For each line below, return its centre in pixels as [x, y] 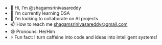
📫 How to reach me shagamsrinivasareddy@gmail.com [69, 24]
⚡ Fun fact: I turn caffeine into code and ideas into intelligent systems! [84, 37]
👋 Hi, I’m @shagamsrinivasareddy [45, 8]
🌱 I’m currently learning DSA [40, 13]
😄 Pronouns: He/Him [32, 31]
